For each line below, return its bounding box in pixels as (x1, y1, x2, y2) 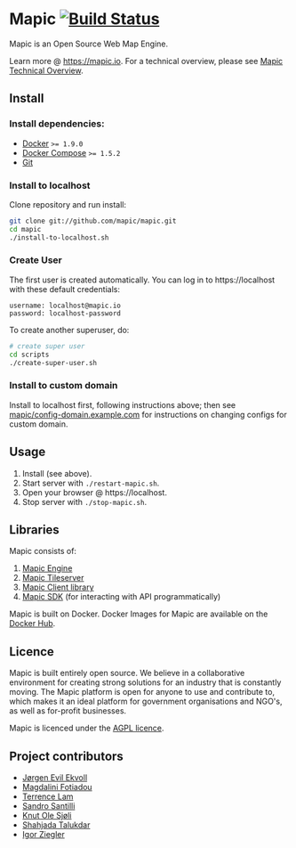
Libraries (9, 522, 60, 537)
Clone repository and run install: (9, 199, 127, 209)
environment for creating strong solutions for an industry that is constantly (9, 677, 282, 688)
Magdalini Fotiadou (21, 782, 92, 793)
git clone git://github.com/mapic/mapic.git (9, 216, 177, 225)
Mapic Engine (21, 563, 73, 574)
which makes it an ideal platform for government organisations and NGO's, (9, 696, 283, 707)
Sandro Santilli (21, 801, 76, 811)
